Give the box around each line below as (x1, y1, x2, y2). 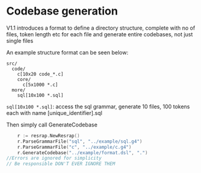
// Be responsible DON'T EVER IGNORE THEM (6, 161, 115, 167)
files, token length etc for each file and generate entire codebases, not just (6, 30, 193, 38)
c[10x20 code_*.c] (17, 71, 64, 77)
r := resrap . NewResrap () (17, 132, 80, 139)
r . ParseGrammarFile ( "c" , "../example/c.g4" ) (17, 144, 132, 150)
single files (6, 37, 33, 44)
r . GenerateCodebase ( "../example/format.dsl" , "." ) (17, 149, 148, 155)
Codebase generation (6, 4, 118, 18)
